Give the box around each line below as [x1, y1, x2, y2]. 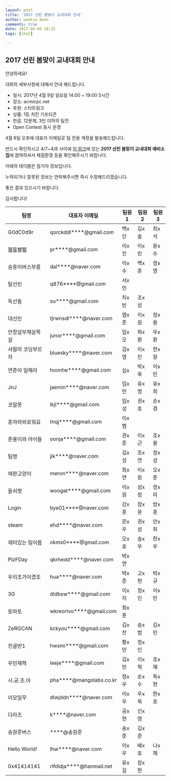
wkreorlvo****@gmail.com [50, 607, 117, 615]
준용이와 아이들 [8, 435, 42, 443]
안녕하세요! [5, 70, 27, 77]
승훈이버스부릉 [8, 263, 41, 271]
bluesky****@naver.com [50, 349, 112, 356]
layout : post [5, 7, 33, 13]
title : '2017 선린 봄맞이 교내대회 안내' [5, 12, 83, 17]
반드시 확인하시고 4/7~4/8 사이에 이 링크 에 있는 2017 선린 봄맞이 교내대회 [5, 145, 152, 152]
